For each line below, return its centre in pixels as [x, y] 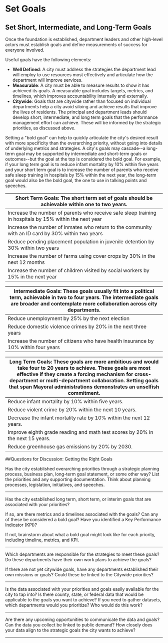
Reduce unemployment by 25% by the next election [69, 318]
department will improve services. [47, 80]
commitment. [84, 393]
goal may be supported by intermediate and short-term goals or [81, 154]
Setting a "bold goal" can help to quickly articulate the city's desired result [82, 138]
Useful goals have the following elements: [48, 60]
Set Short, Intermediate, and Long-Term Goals [78, 27]
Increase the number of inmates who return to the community [80, 227]
